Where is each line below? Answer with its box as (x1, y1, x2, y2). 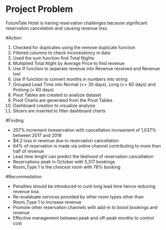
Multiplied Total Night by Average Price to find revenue (12, 60, 125, 66)
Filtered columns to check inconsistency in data (12, 50, 111, 56)
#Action (5, 35, 22, 41)
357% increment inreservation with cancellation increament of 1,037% (12, 127, 157, 133)
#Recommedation (5, 173, 42, 179)
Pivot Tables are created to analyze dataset (12, 92, 102, 98)
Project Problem (5, 3, 73, 15)
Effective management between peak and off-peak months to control (12, 215, 154, 221)
